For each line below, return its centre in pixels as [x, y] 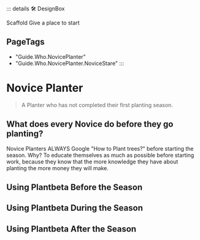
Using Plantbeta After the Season [71, 229]
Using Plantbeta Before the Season [75, 187]
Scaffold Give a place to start [43, 23]
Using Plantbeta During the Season [75, 208]
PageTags [25, 42]
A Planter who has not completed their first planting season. [97, 105]
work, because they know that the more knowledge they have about [92, 162]
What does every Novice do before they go [90, 124]
